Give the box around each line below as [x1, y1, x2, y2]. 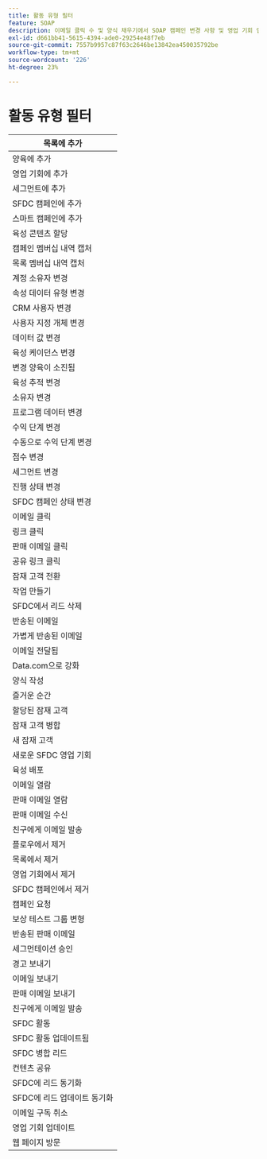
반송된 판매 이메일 [12, 928, 75, 939]
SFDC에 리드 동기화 [12, 1077, 82, 1088]
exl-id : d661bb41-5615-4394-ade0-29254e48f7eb [8, 33, 165, 42]
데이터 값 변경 [12, 331, 61, 343]
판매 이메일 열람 [12, 794, 68, 805]
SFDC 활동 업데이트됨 [12, 1033, 90, 1044]
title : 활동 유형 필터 [8, 11, 74, 20]
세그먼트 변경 [12, 466, 59, 477]
